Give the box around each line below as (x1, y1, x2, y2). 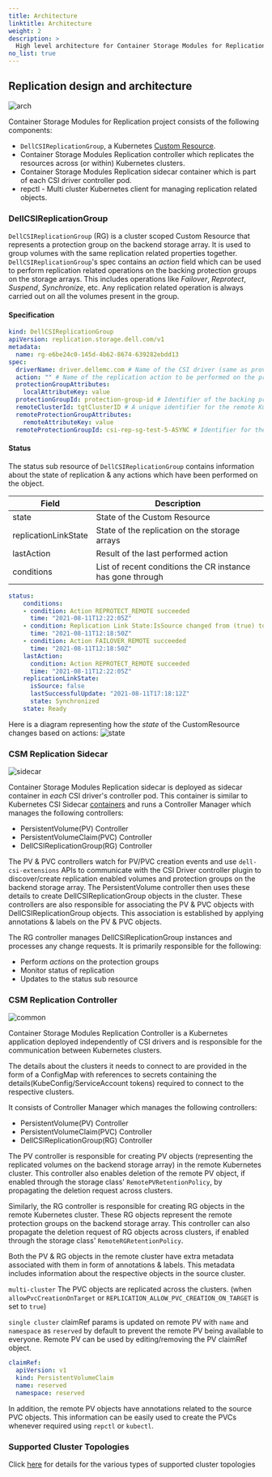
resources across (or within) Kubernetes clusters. (19, 158, 185, 168)
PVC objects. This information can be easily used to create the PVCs (8, 1412, 237, 1422)
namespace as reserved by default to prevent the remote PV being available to (8, 1326, 264, 1336)
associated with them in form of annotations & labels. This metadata (8, 1260, 236, 1270)
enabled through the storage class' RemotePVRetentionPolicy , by (8, 1177, 223, 1187)
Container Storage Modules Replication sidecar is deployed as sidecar (8, 782, 243, 792)
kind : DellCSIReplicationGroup (8, 328, 114, 336)
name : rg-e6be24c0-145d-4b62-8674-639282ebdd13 (15, 350, 180, 359)
